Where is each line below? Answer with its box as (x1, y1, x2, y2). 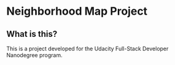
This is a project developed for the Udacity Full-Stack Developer (6, 45, 169, 52)
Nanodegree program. (6, 52, 63, 59)
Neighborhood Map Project (6, 4, 148, 18)
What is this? (6, 29, 58, 39)
